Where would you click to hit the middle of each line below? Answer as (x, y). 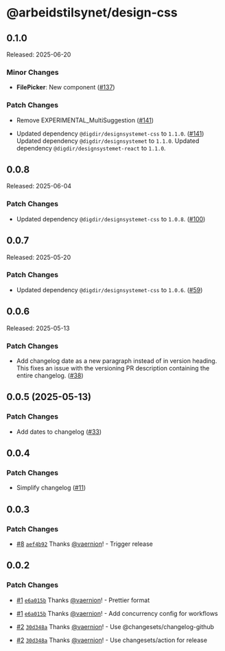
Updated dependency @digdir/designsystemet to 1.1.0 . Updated (108, 141)
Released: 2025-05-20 (39, 257)
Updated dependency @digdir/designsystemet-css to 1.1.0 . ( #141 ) (110, 133)
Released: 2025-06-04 (39, 186)
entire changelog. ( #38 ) (50, 375)
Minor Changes (33, 72)
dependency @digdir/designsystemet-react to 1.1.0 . (91, 148)
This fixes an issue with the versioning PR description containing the (113, 368)
